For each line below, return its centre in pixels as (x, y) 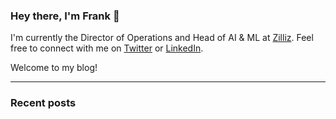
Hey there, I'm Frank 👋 (65, 16)
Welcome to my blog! (54, 68)
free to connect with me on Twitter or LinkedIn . (107, 48)
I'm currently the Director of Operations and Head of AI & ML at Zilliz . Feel (162, 38)
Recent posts (43, 103)
